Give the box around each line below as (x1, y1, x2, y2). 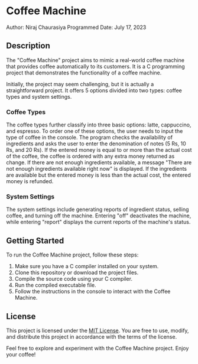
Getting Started (6, 235, 64, 246)
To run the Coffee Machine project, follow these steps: (6, 251, 139, 258)
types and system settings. (6, 93, 72, 100)
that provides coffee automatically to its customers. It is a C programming (6, 63, 185, 70)
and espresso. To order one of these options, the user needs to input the (6, 128, 183, 135)
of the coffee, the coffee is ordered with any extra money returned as (6, 152, 175, 160)
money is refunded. (6, 178, 54, 185)
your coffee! (6, 350, 36, 358)
